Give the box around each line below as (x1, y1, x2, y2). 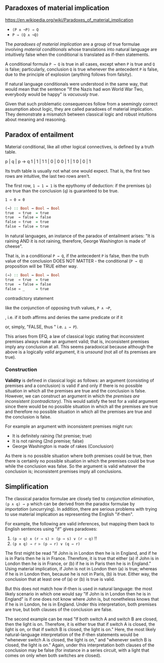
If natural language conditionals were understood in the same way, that (5, 81, 148, 87)
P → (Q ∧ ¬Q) (12, 32, 39, 37)
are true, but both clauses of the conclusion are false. (5, 606, 113, 612)
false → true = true (5, 220, 49, 224)
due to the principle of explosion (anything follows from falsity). (5, 71, 133, 77)
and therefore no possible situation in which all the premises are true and (5, 409, 152, 415)
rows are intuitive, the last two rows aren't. (5, 173, 91, 179)
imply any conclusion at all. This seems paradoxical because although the (5, 344, 154, 349)
